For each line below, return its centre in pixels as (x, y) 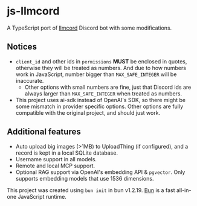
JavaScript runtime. (42, 196)
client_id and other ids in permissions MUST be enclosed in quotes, (101, 61)
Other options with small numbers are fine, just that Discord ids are (108, 87)
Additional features (44, 132)
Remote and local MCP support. (55, 166)
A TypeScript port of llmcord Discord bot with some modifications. (89, 28)
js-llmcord (33, 11)
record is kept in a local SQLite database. (67, 153)
